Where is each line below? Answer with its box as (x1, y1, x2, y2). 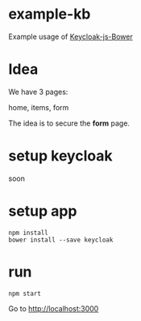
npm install (8, 229, 48, 237)
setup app (8, 202, 77, 220)
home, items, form (8, 102, 69, 112)
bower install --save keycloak (8, 236, 114, 244)
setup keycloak (8, 147, 113, 165)
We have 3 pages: (8, 87, 68, 96)
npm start (8, 289, 42, 297)
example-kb (8, 5, 91, 24)
